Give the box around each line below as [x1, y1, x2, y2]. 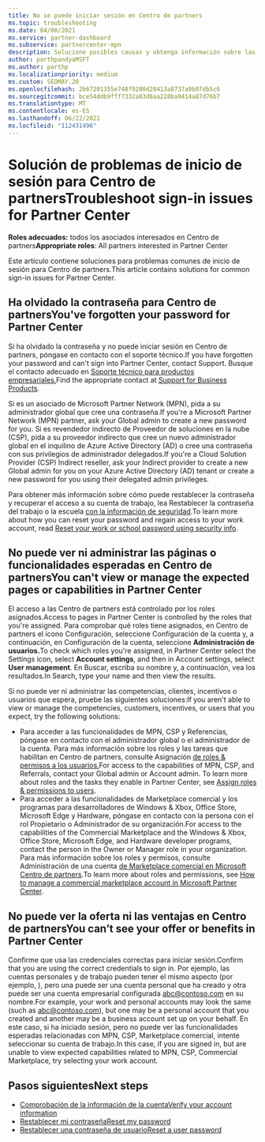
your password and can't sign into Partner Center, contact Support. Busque [8, 358, 254, 367]
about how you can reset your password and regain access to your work [8, 514, 244, 524]
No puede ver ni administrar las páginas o [8, 546, 217, 560]
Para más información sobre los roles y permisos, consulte [19, 853, 211, 862]
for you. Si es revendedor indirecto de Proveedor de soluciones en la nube [8, 424, 250, 433]
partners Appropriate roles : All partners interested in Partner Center [8, 240, 229, 250]
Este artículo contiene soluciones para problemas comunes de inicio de [8, 256, 241, 266]
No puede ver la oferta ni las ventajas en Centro [8, 910, 247, 923]
